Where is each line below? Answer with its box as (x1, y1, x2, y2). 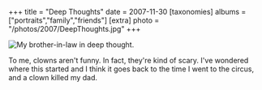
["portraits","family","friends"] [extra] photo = (8, 15, 160, 25)
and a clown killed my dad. (8, 73, 98, 82)
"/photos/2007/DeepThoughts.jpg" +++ (8, 24, 141, 33)
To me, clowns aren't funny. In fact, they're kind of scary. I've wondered (8, 56, 249, 65)
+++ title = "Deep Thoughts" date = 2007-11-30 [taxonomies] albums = (8, 7, 247, 16)
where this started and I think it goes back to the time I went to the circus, (8, 64, 254, 74)
